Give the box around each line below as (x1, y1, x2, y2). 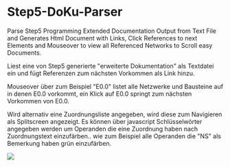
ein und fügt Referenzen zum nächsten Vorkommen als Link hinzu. (7, 69, 195, 77)
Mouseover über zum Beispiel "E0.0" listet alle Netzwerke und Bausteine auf (7, 82, 224, 90)
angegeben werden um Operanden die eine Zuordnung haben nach (7, 125, 198, 133)
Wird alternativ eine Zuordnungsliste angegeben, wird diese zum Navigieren (7, 110, 222, 118)
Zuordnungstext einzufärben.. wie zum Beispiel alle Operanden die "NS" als (7, 131, 222, 140)
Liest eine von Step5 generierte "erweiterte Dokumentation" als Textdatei (7, 62, 214, 70)
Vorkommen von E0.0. (7, 97, 70, 105)
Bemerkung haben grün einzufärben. (7, 139, 112, 147)
